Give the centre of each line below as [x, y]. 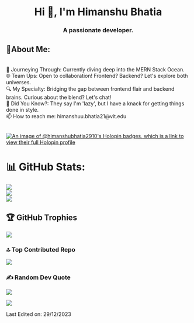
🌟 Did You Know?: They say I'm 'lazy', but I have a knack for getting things [95, 103]
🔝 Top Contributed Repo [41, 249]
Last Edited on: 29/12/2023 [39, 314]
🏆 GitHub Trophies [42, 218]
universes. [18, 82]
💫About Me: [28, 49]
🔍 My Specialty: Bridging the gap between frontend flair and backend [90, 89]
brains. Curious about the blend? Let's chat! [59, 97]
